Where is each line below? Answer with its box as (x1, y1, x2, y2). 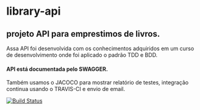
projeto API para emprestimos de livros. (6, 29, 160, 39)
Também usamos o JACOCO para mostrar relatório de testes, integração (6, 79, 189, 86)
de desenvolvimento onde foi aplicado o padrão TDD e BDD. (6, 51, 158, 59)
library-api (6, 4, 61, 18)
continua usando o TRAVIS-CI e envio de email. (6, 86, 126, 93)
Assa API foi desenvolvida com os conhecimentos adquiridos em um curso (6, 45, 195, 52)
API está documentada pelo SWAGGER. (6, 65, 109, 73)
